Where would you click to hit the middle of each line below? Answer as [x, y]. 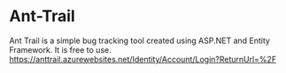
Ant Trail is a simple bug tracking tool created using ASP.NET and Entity [139, 40]
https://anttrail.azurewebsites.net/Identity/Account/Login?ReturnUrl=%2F [143, 59]
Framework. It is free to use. [61, 49]
